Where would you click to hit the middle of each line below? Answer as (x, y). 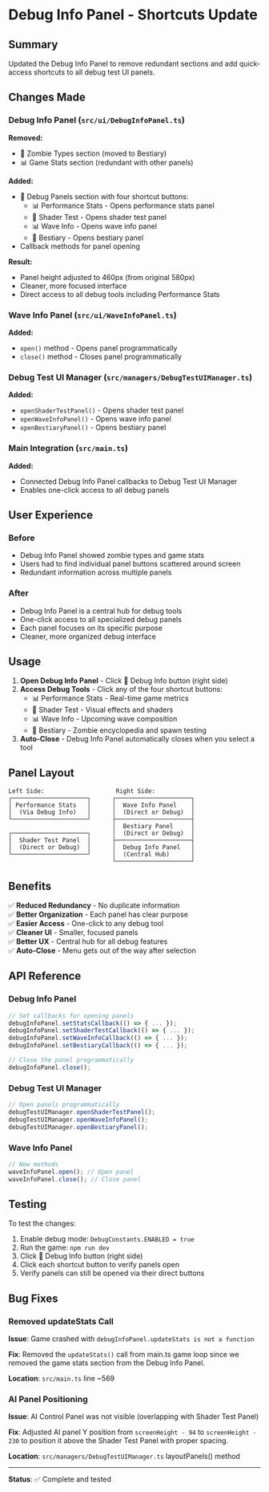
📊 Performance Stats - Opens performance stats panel (123, 205)
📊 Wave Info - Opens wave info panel (94, 226)
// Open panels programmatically (64, 1105)
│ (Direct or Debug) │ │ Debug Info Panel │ (102, 848)
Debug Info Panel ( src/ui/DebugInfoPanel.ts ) (97, 120)
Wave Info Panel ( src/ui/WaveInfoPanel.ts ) (93, 315)
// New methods (34, 1164)
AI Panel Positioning (48, 1399)
